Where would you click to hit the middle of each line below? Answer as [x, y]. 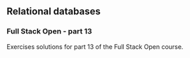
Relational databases [54, 12]
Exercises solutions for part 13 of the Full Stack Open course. [95, 46]
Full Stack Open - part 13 [49, 31]
